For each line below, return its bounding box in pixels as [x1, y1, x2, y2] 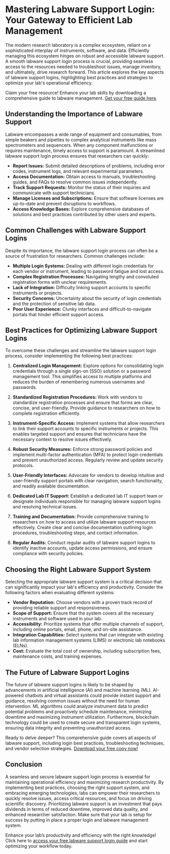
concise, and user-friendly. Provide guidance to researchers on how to [12, 405, 161, 411]
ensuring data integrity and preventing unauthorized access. [5, 725, 132, 730]
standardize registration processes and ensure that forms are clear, [12, 400, 154, 406]
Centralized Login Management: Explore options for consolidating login [12, 362, 164, 369]
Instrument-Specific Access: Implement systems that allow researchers [12, 420, 165, 426]
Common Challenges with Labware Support [5, 226, 146, 235]
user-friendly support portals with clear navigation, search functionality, [12, 478, 163, 484]
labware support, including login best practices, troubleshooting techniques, [5, 740, 165, 746]
